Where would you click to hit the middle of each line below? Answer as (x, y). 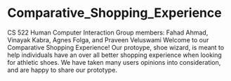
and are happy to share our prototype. (62, 70)
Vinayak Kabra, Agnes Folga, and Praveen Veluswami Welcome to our (108, 39)
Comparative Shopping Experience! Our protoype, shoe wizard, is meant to (116, 47)
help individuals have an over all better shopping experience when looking (115, 55)
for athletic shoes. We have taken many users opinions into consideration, (114, 62)
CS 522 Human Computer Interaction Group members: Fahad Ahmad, (108, 32)
